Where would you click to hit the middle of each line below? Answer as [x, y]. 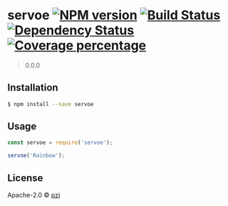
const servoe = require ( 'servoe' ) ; [60, 143]
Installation [33, 88]
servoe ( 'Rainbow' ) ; [36, 156]
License [25, 178]
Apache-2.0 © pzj [34, 195]
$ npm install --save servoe [51, 104]
